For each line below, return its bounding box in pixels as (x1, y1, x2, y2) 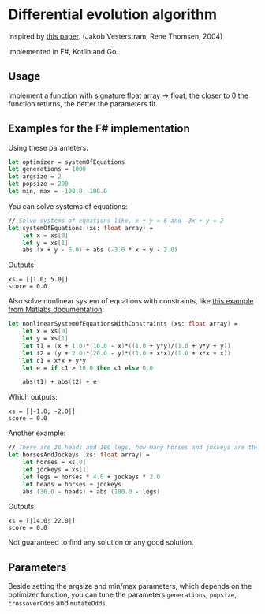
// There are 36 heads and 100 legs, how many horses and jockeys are (8, 444, 245, 452)
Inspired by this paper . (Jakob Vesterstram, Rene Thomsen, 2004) (8, 32, 223, 41)
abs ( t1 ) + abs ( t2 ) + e (22, 378, 97, 386)
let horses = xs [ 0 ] (22, 459, 87, 467)
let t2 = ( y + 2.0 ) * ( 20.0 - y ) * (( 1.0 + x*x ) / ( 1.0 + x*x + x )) (22, 349, 231, 357)
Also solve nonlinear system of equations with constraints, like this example (8, 296, 254, 306)
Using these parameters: (8, 143, 88, 152)
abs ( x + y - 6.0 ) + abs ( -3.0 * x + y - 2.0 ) (22, 246, 178, 254)
